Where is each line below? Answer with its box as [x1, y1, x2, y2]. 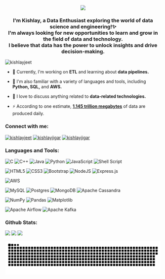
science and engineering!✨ [49, 23, 117, 30]
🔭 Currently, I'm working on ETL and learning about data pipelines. [12, 69, 149, 75]
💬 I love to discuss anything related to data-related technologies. [12, 93, 146, 99]
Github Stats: [5, 219, 38, 226]
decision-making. [61, 48, 105, 55]
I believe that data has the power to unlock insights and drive [8, 42, 158, 49]
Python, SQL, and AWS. [12, 84, 62, 90]
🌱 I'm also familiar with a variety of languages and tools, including [12, 78, 146, 84]
